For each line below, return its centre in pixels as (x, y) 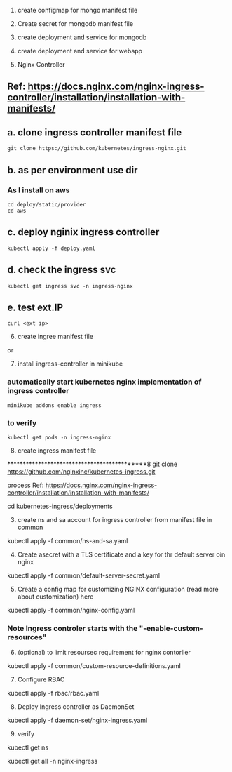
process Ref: (26, 485)
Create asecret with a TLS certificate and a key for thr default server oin (121, 554)
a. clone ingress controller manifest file (95, 132)
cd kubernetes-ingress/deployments (60, 506)
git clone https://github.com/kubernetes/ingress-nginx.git (97, 149)
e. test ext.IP (35, 307)
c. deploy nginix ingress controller (83, 232)
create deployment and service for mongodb (82, 37)
